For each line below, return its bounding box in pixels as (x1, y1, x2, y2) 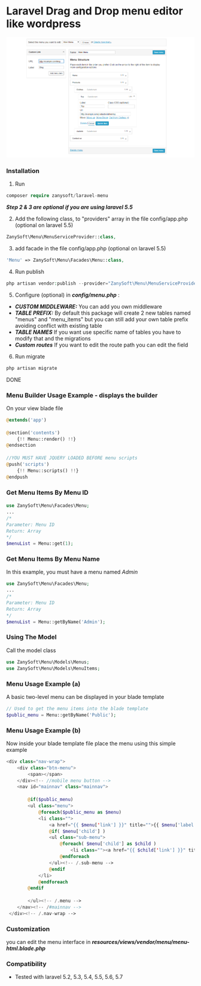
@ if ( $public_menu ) (28, 797, 74, 803)
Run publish (14, 268, 45, 275)
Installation (6, 166, 40, 175)
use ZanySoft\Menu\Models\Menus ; (6, 659, 90, 665)
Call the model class (6, 647, 56, 654)
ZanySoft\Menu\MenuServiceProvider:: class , (6, 234, 117, 240)
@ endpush (6, 474, 28, 480)
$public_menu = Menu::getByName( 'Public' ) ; (6, 712, 117, 718)
